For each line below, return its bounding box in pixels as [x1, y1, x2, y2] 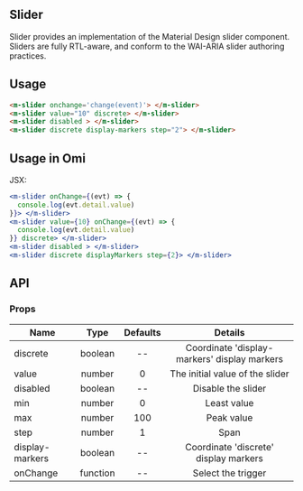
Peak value [206, 411, 253, 423]
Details [214, 326, 245, 338]
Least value [205, 396, 254, 409]
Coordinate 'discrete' [184, 440, 275, 453]
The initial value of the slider [170, 367, 290, 380]
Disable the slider [192, 382, 267, 394]
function [79, 467, 115, 479]
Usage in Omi [9, 151, 86, 166]
